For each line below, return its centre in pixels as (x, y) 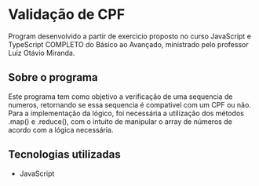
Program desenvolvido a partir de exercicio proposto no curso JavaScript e (129, 36)
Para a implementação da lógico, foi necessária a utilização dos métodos (126, 113)
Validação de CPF (67, 15)
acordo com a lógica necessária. (61, 129)
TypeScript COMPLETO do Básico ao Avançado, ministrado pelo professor (128, 44)
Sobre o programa (53, 77)
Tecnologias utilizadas (64, 155)
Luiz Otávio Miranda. (42, 53)
